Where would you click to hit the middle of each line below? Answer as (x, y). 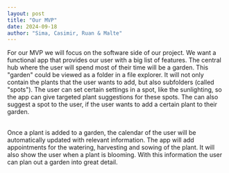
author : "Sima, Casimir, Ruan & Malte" (65, 33)
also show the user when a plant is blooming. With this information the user (115, 155)
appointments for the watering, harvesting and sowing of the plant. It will (111, 147)
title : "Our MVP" (32, 20)
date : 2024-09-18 (32, 26)
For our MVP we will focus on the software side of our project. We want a (112, 53)
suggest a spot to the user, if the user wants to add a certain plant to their (112, 104)
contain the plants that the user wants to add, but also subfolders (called (111, 82)
